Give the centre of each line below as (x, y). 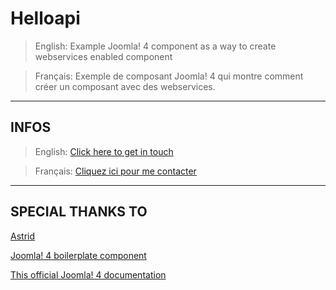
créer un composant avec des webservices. (125, 86)
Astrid (22, 236)
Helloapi (45, 18)
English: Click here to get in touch (104, 151)
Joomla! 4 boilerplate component (78, 255)
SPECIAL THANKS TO (79, 212)
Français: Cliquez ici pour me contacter (115, 171)
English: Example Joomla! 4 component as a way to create (155, 46)
